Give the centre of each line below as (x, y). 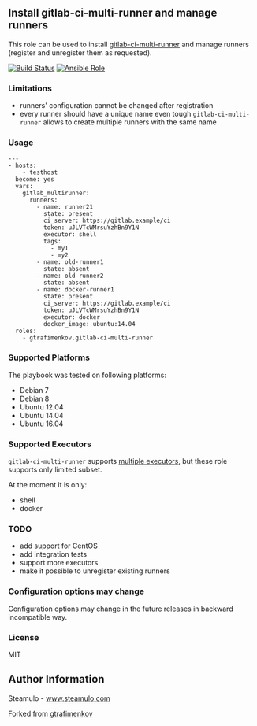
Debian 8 (34, 398)
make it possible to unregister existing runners (95, 571)
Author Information (56, 679)
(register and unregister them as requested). (80, 52)
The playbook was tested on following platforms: (88, 375)
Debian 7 (34, 390)
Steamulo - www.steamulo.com (59, 698)
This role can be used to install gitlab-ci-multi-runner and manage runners (129, 44)
